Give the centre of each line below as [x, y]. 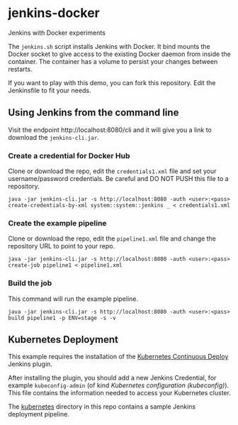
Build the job [30, 283]
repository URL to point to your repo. [62, 246]
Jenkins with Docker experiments [57, 33]
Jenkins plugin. [30, 364]
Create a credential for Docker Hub [69, 155]
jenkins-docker [54, 13]
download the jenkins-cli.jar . [54, 137]
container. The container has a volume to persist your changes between [113, 61]
